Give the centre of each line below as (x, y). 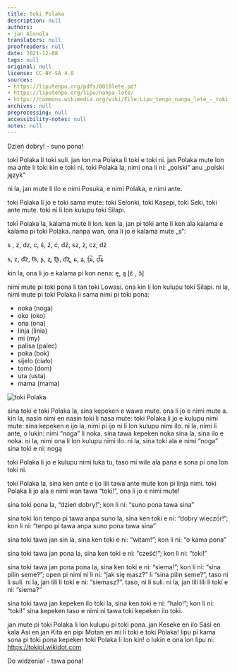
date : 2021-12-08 (33, 54)
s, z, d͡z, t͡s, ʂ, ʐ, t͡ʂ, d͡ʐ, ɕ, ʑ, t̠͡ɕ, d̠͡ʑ (55, 258)
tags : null (23, 60)
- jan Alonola (28, 34)
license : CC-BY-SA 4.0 (41, 73)
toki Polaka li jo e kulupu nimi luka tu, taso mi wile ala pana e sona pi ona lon (118, 462)
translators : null (34, 40)
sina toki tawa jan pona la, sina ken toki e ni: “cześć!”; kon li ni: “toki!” (108, 553)
